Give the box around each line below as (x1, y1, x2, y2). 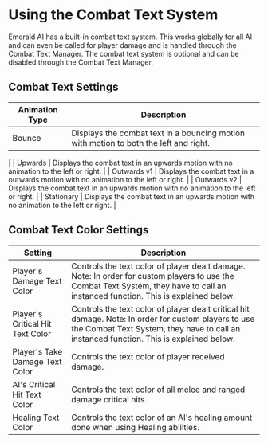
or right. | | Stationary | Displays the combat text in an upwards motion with (8, 191, 255, 201)
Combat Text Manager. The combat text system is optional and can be (8, 49, 239, 58)
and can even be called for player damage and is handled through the (8, 40, 237, 49)
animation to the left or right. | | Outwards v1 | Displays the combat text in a (8, 166, 254, 176)
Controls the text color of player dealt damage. (71, 261, 246, 272)
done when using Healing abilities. (71, 421, 199, 433)
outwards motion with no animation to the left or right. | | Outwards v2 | (8, 174, 242, 184)
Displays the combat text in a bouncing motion (71, 127, 246, 139)
